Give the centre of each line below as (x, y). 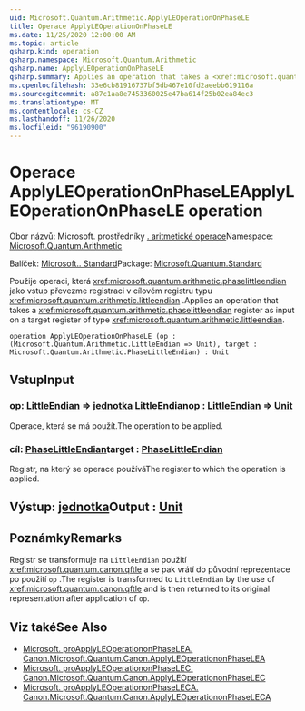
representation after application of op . (79, 598)
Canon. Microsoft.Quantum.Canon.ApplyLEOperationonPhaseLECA (147, 696)
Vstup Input (42, 380)
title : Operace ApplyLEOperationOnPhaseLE (91, 26)
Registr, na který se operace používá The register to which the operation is (148, 469)
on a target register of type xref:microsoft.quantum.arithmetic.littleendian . (147, 320)
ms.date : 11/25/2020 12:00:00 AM (73, 35)
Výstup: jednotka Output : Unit (96, 507)
